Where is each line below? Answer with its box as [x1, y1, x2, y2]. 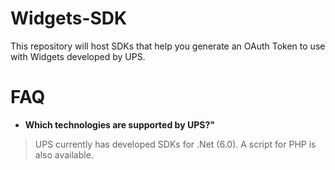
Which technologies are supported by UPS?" [24, 118, 215, 131]
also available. [34, 148, 94, 161]
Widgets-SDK [10, 7, 128, 30]
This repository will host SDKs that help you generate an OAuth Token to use [10, 40, 326, 52]
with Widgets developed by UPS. [10, 50, 146, 62]
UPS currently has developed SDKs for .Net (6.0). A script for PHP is [34, 138, 317, 150]
